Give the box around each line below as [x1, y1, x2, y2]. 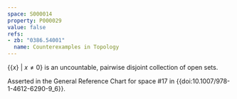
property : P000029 [7, 17, 62, 24]
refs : [7, 30, 23, 38]
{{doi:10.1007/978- [176, 77, 231, 85]
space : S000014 [7, 10, 53, 18]
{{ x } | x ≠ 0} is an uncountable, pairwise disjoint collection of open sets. [7, 63, 218, 71]
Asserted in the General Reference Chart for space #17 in [7, 77, 175, 85]
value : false [7, 24, 46, 31]
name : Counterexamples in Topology [14, 43, 120, 51]
